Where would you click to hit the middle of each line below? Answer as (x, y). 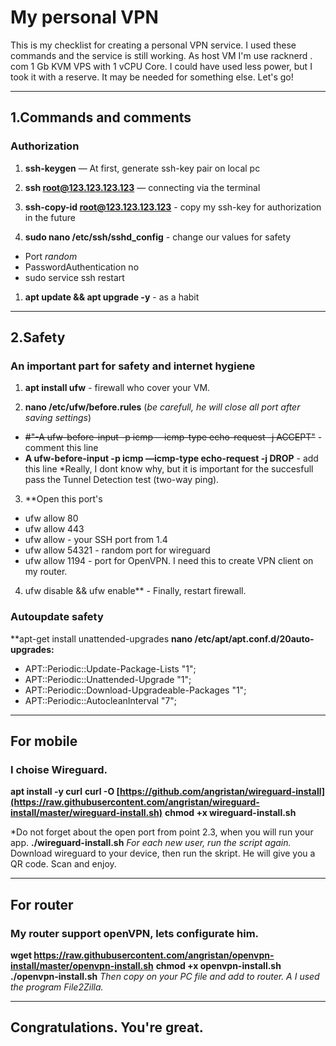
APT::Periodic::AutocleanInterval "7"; (101, 700)
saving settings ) (58, 418)
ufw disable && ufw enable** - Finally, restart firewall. (135, 591)
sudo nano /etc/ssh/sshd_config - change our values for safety (158, 237)
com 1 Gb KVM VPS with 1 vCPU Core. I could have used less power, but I (161, 66)
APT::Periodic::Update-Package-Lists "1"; (110, 668)
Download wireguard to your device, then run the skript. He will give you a (163, 853)
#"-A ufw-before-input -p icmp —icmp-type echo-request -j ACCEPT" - (173, 437)
